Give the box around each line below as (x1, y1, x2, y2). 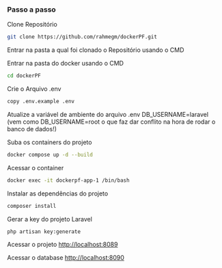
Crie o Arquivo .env (7, 85, 61, 93)
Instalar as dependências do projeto (7, 189, 109, 198)
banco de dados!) (7, 124, 57, 133)
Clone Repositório (7, 21, 58, 29)
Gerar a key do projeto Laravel (7, 215, 92, 223)
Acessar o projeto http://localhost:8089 (7, 241, 118, 249)
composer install (7, 202, 57, 209)
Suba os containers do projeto (7, 138, 92, 146)
